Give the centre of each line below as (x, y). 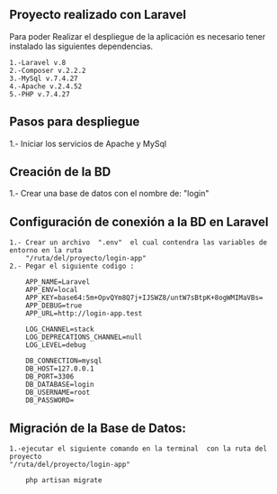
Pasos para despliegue (75, 122)
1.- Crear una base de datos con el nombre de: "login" (109, 194)
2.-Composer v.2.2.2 (48, 70)
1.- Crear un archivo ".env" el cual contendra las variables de (138, 242)
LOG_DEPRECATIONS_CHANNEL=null (84, 337)
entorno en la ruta (46, 251)
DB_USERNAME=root (58, 393)
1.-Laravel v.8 (38, 62)
